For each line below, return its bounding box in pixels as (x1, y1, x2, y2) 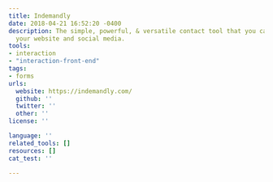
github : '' (15, 95, 53, 103)
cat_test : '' (8, 154, 53, 163)
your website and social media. (15, 34, 126, 43)
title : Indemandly (8, 11, 71, 20)
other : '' (15, 110, 49, 118)
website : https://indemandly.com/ (15, 87, 132, 95)
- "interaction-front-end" (8, 57, 100, 66)
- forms (8, 72, 35, 80)
